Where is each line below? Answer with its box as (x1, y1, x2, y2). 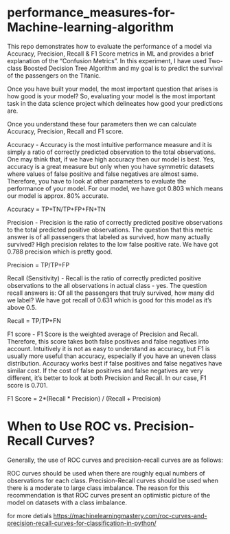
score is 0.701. (7, 381, 48, 389)
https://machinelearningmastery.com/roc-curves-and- (53, 511, 207, 520)
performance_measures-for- (7, 5, 176, 21)
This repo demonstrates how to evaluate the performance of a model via (7, 42, 212, 50)
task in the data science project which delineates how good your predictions (7, 99, 223, 107)
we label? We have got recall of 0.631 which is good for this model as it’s (7, 296, 212, 304)
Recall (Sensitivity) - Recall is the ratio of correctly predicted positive (7, 274, 201, 282)
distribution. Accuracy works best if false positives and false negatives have (7, 359, 222, 367)
